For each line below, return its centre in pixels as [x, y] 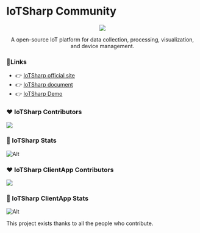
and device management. [102, 46]
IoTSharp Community [62, 11]
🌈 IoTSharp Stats [31, 140]
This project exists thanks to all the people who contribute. [80, 223]
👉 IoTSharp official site [45, 76]
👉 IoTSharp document [44, 85]
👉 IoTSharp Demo [39, 94]
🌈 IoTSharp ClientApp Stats [48, 198]
